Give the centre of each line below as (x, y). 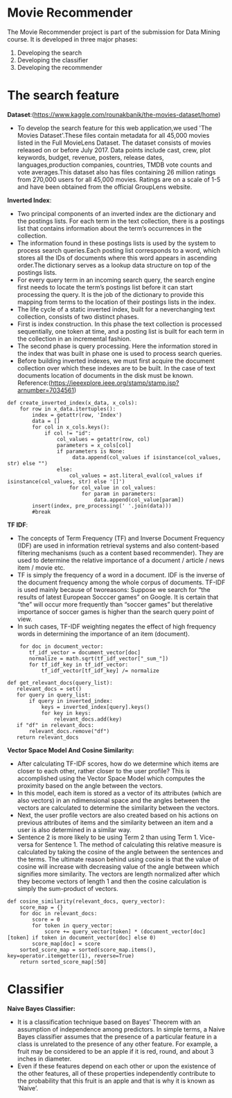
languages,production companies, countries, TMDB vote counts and (115, 165)
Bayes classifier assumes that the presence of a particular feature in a (117, 1036)
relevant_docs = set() (49, 689)
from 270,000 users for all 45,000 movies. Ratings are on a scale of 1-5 (119, 179)
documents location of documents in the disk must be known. (105, 375)
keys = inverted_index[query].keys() (96, 707)
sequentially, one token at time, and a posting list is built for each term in (121, 331)
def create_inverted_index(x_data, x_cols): (72, 403)
